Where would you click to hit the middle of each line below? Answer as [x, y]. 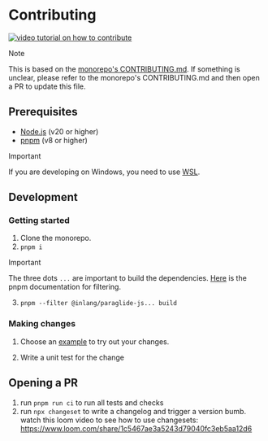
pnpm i [31, 247]
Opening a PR [43, 383]
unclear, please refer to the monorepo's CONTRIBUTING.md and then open [134, 77]
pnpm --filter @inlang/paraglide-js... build [98, 303]
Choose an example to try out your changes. [95, 341]
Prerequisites [43, 112]
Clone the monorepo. [56, 238]
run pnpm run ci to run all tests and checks [92, 402]
